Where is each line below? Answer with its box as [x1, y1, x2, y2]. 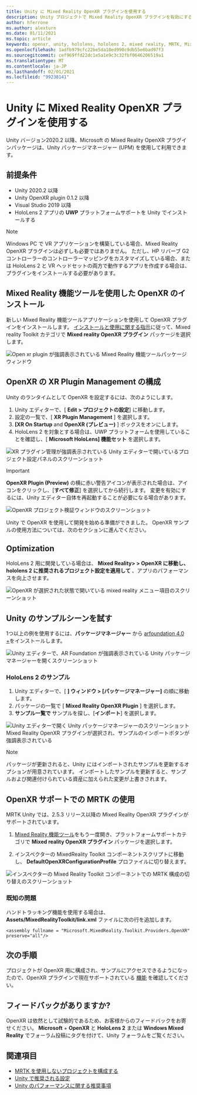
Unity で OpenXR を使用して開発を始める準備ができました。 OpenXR [6, 518, 172, 526]
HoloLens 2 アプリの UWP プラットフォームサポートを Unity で [14, 209, 167, 216]
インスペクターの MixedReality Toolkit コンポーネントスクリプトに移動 [14, 850, 184, 858]
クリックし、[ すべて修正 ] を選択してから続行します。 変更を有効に [21, 486, 181, 494]
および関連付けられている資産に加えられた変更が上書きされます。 [11, 775, 170, 782]
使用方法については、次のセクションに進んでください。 [16, 526, 150, 533]
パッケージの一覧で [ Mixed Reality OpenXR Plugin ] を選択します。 [14, 702, 179, 709]
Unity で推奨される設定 [14, 1074, 70, 1081]
